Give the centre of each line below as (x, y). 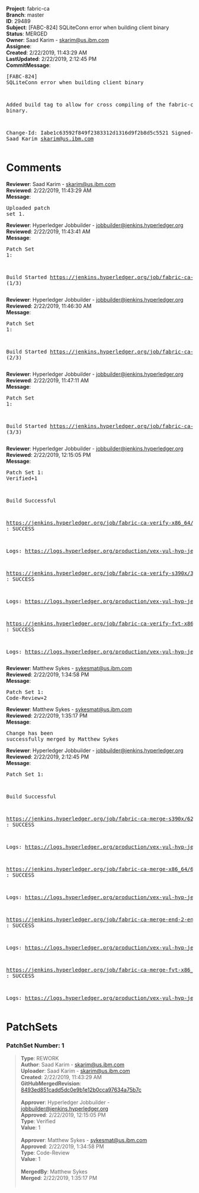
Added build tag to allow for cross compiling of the (86, 105)
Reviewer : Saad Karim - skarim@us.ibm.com (61, 184)
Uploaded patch (28, 208)
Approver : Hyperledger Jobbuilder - (65, 1102)
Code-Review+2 (27, 698)
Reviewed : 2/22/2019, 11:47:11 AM (47, 380)
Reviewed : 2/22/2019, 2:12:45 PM (48, 757)
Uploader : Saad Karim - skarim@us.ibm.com (75, 1071)
